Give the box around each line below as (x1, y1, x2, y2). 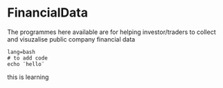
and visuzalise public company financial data (7, 35, 136, 43)
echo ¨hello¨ (7, 60, 45, 67)
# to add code (7, 54, 48, 62)
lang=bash (7, 49, 36, 55)
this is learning (7, 73, 49, 81)
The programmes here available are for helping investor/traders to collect (7, 28, 216, 36)
